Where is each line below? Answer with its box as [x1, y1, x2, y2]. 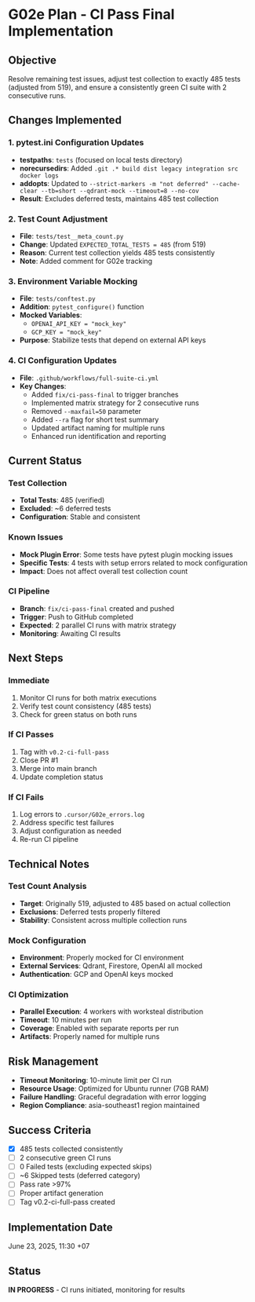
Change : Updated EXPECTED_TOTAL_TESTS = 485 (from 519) [19, 240, 206, 249]
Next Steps [8, 652, 64, 665]
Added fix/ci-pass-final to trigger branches [31, 390, 179, 399]
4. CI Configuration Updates [8, 355, 118, 366]
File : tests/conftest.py [19, 294, 96, 303]
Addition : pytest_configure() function [19, 302, 144, 312]
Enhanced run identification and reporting [31, 431, 166, 441]
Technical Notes [8, 858, 90, 871]
